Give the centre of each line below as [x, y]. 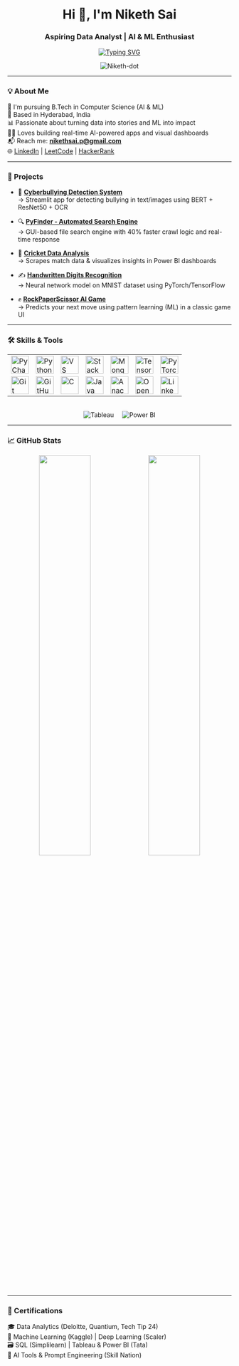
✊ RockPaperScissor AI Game [62, 299]
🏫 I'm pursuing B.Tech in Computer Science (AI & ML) [86, 107]
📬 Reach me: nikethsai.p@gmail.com [65, 140]
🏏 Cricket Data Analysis [53, 253]
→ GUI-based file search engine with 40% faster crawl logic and [112, 232]
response [46, 240]
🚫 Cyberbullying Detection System [70, 192]
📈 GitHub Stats [34, 441]
